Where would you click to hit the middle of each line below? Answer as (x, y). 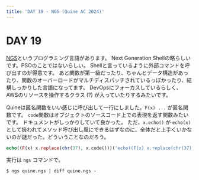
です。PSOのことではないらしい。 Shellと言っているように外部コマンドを (96, 65)
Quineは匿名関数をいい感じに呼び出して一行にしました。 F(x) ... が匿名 (95, 107)
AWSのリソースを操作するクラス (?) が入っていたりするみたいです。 (89, 94)
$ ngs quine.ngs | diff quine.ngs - (51, 171)
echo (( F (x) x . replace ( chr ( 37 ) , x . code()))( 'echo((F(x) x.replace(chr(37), (100, 148)
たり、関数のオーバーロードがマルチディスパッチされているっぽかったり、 (97, 80)
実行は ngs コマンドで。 (35, 160)
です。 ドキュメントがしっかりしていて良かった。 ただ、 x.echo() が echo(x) (99, 122)
